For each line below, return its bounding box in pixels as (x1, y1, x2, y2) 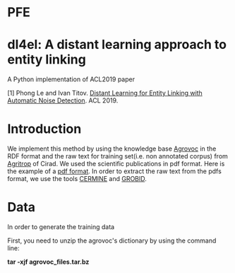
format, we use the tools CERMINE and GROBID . (7, 175, 147, 183)
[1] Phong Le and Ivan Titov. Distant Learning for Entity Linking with (7, 89, 203, 98)
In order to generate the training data (7, 223, 115, 231)
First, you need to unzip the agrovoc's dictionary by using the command (7, 236, 217, 245)
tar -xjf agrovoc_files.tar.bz (7, 257, 90, 266)
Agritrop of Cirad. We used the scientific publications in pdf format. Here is (7, 160, 225, 168)
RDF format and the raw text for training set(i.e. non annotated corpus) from (7, 152, 228, 161)
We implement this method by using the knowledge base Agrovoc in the (7, 144, 217, 153)
